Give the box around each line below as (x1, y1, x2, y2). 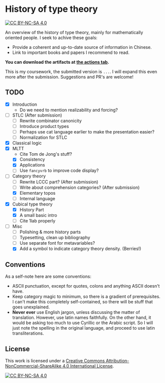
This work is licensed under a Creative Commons (5, 357, 105, 364)
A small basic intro (19, 212, 58, 218)
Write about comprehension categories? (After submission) (19, 184, 140, 190)
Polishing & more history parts (19, 229, 81, 235)
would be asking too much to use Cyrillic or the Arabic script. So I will (12, 320, 154, 326)
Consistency (19, 157, 45, 163)
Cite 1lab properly (19, 217, 56, 223)
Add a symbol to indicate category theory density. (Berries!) (19, 246, 141, 252)
